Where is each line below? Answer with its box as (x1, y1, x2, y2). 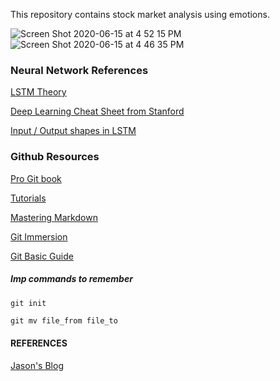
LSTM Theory (10, 86, 67, 98)
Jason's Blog (10, 359, 64, 371)
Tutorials (10, 192, 47, 204)
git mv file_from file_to (10, 316, 118, 326)
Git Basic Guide (10, 250, 74, 262)
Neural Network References (10, 63, 149, 77)
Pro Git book (10, 172, 62, 184)
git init (10, 298, 47, 308)
